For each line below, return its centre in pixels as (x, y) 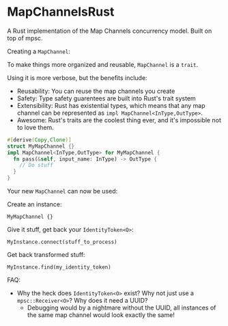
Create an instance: (35, 204)
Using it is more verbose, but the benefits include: (77, 78)
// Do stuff (36, 165)
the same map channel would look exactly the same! (101, 315)
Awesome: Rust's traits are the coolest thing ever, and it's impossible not (119, 120)
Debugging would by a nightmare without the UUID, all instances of (122, 308)
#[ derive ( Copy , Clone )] (39, 140)
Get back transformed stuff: (46, 255)
